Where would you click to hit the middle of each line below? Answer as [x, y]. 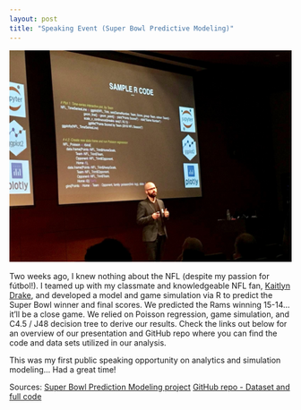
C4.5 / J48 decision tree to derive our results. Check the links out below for [148, 323]
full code [26, 396]
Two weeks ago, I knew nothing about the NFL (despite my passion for [140, 276]
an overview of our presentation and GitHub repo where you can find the [143, 333]
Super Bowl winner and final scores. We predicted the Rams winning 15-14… [150, 304]
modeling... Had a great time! [63, 369]
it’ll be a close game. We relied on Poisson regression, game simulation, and [149, 314]
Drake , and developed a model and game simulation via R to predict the [141, 295]
